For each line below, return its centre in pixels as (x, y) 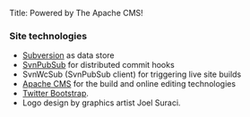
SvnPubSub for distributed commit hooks (98, 65)
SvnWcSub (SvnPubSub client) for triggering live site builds (132, 74)
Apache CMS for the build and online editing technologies (129, 84)
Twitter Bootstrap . (56, 94)
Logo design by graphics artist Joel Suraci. (101, 103)
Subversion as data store (68, 55)
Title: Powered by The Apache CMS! (76, 13)
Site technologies (48, 36)
